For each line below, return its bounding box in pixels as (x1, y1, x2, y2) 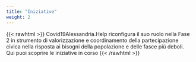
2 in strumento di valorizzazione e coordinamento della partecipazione (6, 37, 179, 44)
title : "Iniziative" (6, 8, 58, 15)
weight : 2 (6, 14, 31, 20)
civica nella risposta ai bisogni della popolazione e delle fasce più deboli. (6, 43, 184, 50)
